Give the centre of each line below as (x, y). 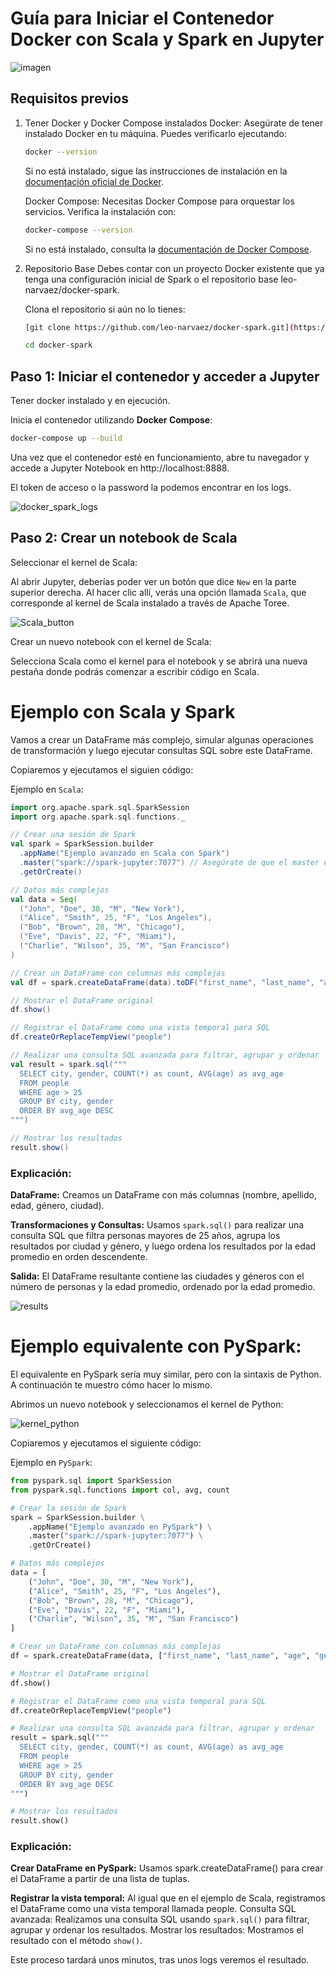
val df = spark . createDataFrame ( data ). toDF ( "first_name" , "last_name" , (162, 982)
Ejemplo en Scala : (47, 789)
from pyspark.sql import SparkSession (91, 1481)
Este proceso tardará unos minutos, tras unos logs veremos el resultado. (160, 1960)
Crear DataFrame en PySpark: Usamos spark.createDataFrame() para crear (167, 1868)
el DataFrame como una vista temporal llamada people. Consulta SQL (153, 1909)
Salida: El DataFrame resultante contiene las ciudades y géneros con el (157, 1276)
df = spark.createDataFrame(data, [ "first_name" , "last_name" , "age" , (160, 1656)
